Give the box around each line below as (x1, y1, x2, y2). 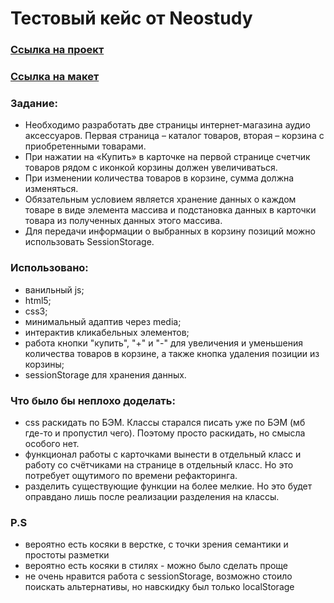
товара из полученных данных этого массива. (24, 215, 223, 227)
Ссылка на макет (10, 70, 100, 84)
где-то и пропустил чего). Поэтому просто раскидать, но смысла (24, 427, 306, 439)
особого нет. (24, 437, 80, 449)
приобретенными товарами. (24, 140, 147, 152)
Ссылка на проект (10, 43, 105, 57)
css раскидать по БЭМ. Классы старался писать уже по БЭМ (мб (24, 416, 306, 428)
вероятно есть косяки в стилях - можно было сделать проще (24, 560, 289, 572)
